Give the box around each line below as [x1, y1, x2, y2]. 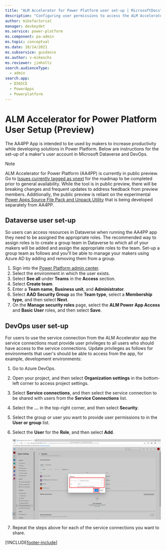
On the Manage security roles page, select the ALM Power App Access [12, 302, 160, 308]
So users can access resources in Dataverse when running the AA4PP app [5, 229, 157, 235]
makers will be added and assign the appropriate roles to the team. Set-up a [5, 245, 160, 251]
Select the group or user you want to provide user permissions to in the [12, 414, 158, 421]
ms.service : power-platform [5, 29, 63, 34]
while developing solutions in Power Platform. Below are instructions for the [5, 146, 159, 152]
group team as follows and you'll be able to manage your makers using [5, 250, 149, 256]
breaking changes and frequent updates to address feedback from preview [5, 186, 158, 192]
